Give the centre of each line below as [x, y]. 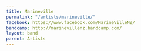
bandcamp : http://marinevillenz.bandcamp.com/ [64, 28]
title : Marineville [30, 11]
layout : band [22, 33]
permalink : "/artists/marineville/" [51, 17]
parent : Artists [26, 39]
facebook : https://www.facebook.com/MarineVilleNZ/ [70, 22]
